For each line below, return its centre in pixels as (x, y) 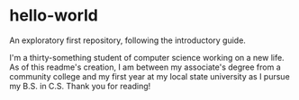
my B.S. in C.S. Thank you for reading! (80, 86)
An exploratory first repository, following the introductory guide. (127, 40)
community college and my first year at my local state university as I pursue (149, 76)
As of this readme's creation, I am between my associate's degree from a (145, 67)
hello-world (54, 16)
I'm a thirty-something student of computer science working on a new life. (147, 57)
